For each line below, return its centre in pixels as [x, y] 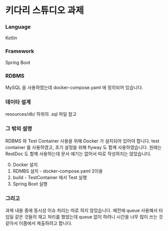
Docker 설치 [25, 164]
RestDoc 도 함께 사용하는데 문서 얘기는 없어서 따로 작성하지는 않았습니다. [78, 154]
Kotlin [11, 38]
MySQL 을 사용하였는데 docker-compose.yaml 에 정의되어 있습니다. [74, 88]
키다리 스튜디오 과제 [45, 10]
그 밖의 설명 [19, 129]
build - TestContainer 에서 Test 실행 [50, 177]
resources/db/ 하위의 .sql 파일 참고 [41, 114]
